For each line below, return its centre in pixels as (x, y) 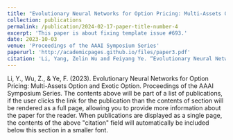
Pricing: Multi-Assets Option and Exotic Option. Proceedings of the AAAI (110, 86)
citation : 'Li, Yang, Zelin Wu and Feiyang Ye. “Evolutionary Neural (110, 59)
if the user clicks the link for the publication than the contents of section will (115, 100)
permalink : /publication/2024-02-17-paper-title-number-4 (93, 26)
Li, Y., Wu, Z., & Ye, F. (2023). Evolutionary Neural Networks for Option (108, 78)
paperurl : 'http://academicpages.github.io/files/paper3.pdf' (99, 53)
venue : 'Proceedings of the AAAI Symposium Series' (83, 46)
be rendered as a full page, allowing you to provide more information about (114, 107)
